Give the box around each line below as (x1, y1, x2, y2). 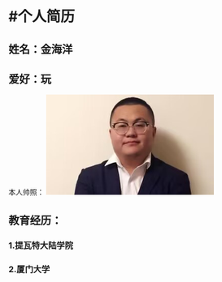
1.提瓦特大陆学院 (8, 240, 74, 251)
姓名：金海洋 (8, 42, 73, 56)
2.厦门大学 (8, 263, 50, 275)
